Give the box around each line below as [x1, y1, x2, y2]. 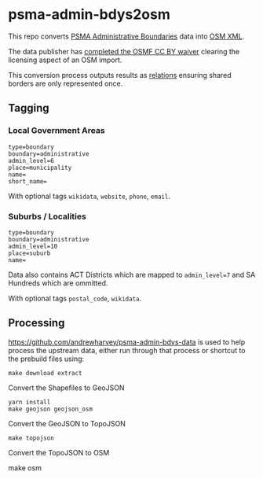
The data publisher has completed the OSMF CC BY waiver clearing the [8, 46, 240, 56]
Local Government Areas [8, 125, 105, 136]
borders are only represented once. [8, 79, 123, 88]
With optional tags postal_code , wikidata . [8, 293, 142, 303]
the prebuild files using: [8, 354, 85, 363]
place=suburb [8, 249, 51, 257]
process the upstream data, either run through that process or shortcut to [8, 345, 246, 355]
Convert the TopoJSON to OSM [8, 448, 110, 457]
